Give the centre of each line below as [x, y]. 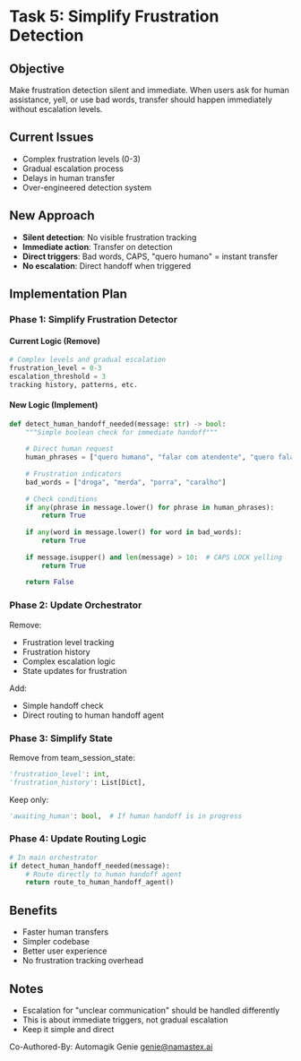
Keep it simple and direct [68, 1029]
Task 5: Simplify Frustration [114, 17]
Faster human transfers [65, 932]
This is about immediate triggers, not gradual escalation [125, 1020]
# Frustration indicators [74, 474]
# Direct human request [70, 449]
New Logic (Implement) [54, 405]
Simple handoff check [63, 705]
